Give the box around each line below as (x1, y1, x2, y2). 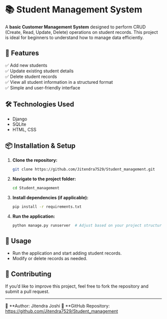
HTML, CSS (12, 126, 36, 132)
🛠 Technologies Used (5, 100, 75, 109)
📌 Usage (5, 237, 31, 245)
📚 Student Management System (5, 4, 143, 15)
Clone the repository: (12, 157, 58, 163)
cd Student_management (12, 186, 60, 191)
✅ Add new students (5, 62, 48, 68)
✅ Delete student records (5, 73, 57, 79)
